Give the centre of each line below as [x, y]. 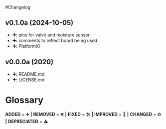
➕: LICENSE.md [28, 80]
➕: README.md [28, 74]
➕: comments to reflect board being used [55, 40]
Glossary [24, 100]
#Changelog [18, 7]
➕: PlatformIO [26, 46]
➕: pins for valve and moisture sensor [51, 35]
